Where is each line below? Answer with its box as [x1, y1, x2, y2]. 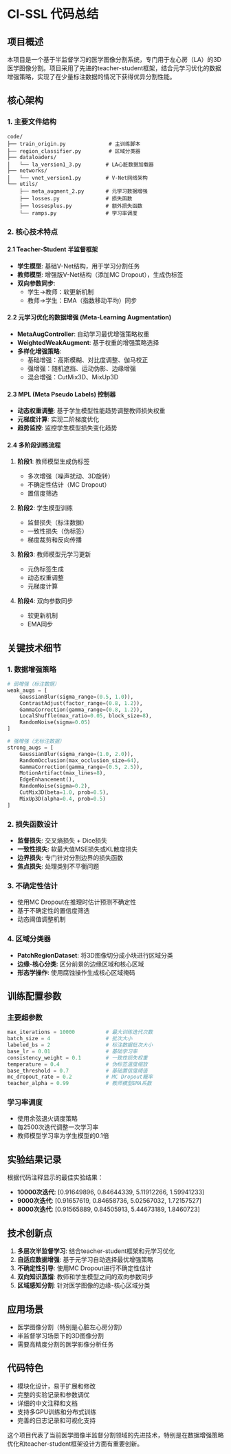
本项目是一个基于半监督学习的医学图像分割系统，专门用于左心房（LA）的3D [7, 56, 222, 63]
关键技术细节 [7, 642, 62, 654]
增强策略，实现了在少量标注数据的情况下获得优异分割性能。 [7, 73, 176, 81]
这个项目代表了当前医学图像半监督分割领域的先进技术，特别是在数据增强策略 [7, 1431, 224, 1439]
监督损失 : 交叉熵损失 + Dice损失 [16, 836, 108, 845]
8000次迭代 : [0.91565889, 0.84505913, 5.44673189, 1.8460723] [16, 1205, 201, 1214]
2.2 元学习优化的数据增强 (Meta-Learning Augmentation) [7, 313, 172, 322]
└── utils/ [7, 180, 38, 187]
